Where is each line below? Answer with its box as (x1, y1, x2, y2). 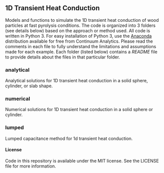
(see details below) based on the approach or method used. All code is (5, 27, 151, 34)
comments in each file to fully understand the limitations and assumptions (5, 43, 157, 49)
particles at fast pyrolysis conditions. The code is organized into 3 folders (5, 22, 156, 28)
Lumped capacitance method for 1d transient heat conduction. (5, 135, 133, 141)
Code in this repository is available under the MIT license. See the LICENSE (5, 158, 159, 164)
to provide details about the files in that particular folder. (5, 54, 120, 60)
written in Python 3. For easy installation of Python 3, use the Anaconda (5, 33, 152, 39)
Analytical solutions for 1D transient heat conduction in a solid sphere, (5, 78, 148, 84)
